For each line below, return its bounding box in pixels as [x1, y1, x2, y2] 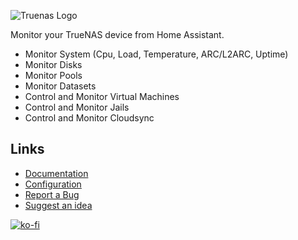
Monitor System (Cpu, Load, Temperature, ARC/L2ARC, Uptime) [24, 48, 289, 60]
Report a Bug [24, 188, 80, 200]
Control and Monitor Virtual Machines [24, 91, 180, 102]
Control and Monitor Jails [24, 101, 130, 113]
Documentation [24, 167, 89, 179]
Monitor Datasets [24, 80, 97, 92]
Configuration [24, 178, 82, 190]
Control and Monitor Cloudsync [24, 112, 155, 124]
